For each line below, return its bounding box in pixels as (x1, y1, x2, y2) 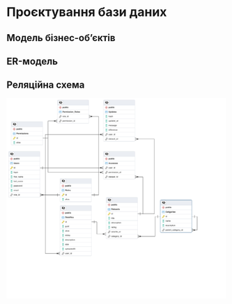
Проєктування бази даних (6, 4, 167, 20)
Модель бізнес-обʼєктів (6, 32, 116, 44)
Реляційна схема (6, 79, 85, 91)
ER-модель (6, 55, 59, 67)
